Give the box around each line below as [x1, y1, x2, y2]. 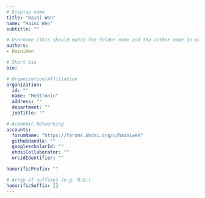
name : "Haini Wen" [6, 20, 53, 26]
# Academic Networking [6, 121, 64, 127]
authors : [6, 43, 29, 49]
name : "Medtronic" [12, 93, 59, 99]
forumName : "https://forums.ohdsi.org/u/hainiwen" [12, 132, 143, 138]
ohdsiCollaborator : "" [12, 149, 70, 155]
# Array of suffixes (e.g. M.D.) [6, 177, 92, 183]
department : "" [12, 104, 51, 110]
